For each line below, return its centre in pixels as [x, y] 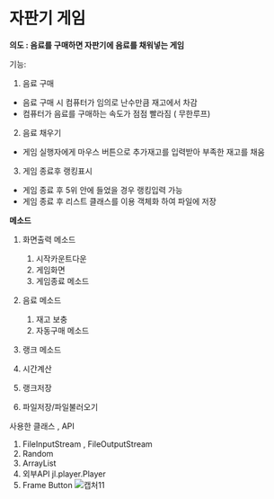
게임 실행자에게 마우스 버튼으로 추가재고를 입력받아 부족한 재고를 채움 [143, 151]
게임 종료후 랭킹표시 [57, 171]
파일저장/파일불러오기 [60, 406]
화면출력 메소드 [49, 239]
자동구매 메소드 [62, 330]
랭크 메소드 [42, 349]
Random [38, 453]
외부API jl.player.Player [64, 474]
